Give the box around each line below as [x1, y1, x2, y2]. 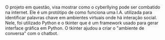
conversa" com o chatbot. [5, 31, 59, 36]
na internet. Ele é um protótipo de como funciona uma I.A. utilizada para [5, 9, 153, 15]
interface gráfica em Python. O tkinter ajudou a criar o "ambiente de [5, 25, 145, 31]
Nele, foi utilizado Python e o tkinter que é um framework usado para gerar [5, 20, 159, 26]
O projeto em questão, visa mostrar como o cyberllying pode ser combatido [5, 4, 161, 10]
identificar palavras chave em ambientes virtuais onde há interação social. [5, 15, 158, 20]
